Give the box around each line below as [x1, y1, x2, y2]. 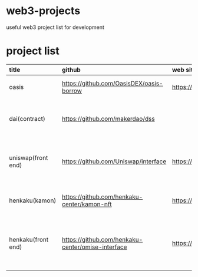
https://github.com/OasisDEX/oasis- [61, 79, 163, 87]
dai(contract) [9, 114, 45, 123]
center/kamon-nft [61, 200, 112, 208]
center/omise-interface [61, 243, 127, 251]
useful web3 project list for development [6, 24, 105, 31]
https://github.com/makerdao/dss [61, 114, 155, 123]
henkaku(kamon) [9, 196, 57, 205]
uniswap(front [9, 153, 48, 161]
